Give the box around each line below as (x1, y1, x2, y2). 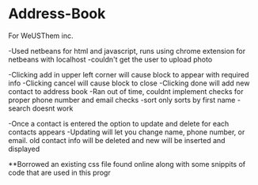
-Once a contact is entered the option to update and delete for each (8, 119, 230, 128)
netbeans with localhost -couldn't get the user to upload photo (8, 55, 213, 64)
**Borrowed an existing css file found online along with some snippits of (8, 159, 246, 168)
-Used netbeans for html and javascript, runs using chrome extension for (8, 46, 246, 55)
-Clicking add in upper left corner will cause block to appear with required (8, 70, 249, 79)
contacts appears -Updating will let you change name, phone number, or (8, 127, 245, 137)
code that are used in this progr (8, 168, 111, 177)
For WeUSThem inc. (8, 31, 74, 40)
